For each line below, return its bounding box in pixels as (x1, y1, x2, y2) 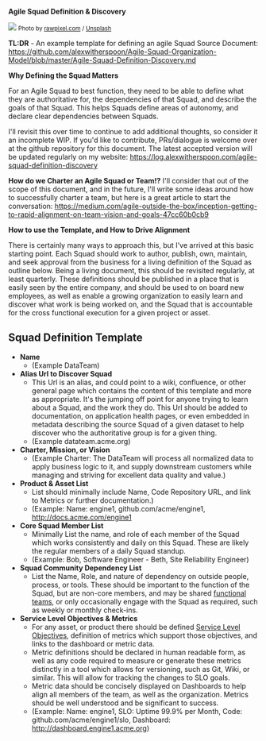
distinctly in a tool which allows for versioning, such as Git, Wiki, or (31, 664, 250, 673)
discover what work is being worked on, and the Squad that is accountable (8, 299, 253, 309)
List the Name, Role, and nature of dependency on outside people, (31, 571, 249, 581)
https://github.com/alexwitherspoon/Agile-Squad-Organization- (8, 47, 217, 56)
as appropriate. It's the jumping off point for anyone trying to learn (31, 394, 249, 403)
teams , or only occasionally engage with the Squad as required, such (31, 596, 258, 606)
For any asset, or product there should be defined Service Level (31, 622, 241, 631)
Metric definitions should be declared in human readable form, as (31, 647, 246, 657)
